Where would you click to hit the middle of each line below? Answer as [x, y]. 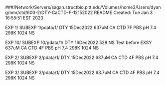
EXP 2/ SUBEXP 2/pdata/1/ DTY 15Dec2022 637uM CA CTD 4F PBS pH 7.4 [82, 57]
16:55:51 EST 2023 [24, 18]
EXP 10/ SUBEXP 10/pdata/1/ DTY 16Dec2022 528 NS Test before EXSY [79, 42]
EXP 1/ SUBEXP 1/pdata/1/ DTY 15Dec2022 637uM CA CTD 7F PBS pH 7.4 [81, 27]
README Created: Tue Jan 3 [123, 12]
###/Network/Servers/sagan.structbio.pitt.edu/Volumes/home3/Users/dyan [83, 7]
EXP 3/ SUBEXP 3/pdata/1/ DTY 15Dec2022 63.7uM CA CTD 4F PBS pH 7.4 [82, 72]
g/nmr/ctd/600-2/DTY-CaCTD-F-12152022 [49, 12]
